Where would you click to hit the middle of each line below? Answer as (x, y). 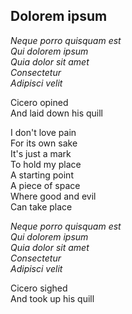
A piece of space (45, 185)
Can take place (41, 206)
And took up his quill (52, 298)
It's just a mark (41, 153)
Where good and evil (53, 196)
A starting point (42, 175)
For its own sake (44, 143)
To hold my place (46, 164)
